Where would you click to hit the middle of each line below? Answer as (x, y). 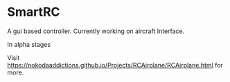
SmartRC (34, 12)
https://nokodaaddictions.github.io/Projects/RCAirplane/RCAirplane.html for (115, 65)
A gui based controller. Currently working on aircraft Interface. (96, 31)
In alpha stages (29, 44)
